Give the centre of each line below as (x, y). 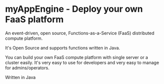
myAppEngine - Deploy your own (74, 9)
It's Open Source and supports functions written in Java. (62, 48)
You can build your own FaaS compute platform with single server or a (77, 57)
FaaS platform (35, 19)
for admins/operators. (27, 68)
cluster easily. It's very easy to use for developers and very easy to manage (82, 62)
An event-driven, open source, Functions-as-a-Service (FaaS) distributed (80, 33)
